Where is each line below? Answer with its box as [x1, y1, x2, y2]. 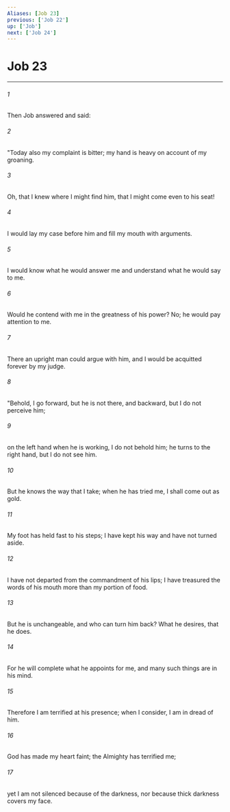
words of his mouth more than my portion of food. [7, 583, 149, 591]
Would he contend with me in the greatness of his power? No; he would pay [7, 310, 221, 319]
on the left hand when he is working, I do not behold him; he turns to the [7, 443, 211, 452]
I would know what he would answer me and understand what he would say [7, 267, 221, 275]
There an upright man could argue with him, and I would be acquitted [7, 354, 202, 363]
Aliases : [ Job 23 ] [7, 10, 60, 17]
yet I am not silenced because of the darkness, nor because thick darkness [7, 789, 220, 798]
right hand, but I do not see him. [7, 450, 97, 459]
